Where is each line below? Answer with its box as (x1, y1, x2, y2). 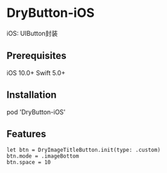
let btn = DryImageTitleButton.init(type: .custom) (6, 146, 161, 154)
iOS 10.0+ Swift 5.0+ (6, 68, 66, 77)
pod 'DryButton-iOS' (6, 108, 66, 116)
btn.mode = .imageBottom (6, 153, 79, 160)
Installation (6, 89, 57, 101)
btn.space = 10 (6, 159, 51, 166)
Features (6, 128, 46, 140)
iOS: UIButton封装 (6, 29, 58, 37)
